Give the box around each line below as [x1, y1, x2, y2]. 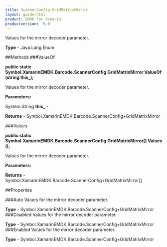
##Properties [5, 187, 32, 193]
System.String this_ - [5, 103, 49, 110]
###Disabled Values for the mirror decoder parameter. [5, 212, 117, 218]
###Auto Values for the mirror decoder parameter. [5, 197, 109, 203]
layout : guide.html [5, 12, 46, 17]
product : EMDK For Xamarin [5, 16, 61, 21]
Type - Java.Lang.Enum [5, 44, 55, 50]
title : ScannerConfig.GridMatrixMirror [5, 7, 88, 12]
